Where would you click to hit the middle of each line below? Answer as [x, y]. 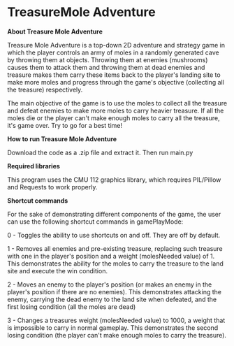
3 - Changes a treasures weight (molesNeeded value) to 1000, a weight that [116, 320]
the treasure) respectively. [45, 89]
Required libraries [34, 166]
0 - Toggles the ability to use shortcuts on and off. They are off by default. [114, 235]
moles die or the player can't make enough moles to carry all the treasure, [114, 118]
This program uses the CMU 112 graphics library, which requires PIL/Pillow [114, 180]
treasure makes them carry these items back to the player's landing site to [114, 75]
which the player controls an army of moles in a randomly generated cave [113, 52]
